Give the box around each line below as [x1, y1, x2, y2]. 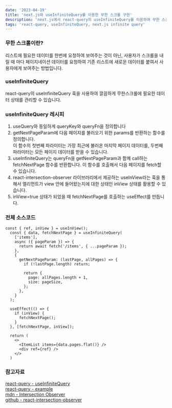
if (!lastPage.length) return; [24, 262, 91, 267]
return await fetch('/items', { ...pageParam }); [18, 244, 127, 249]
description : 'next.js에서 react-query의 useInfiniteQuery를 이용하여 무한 [5, 17, 160, 22]
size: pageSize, [28, 280, 63, 285]
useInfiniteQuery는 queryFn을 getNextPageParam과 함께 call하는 [12, 155, 148, 162]
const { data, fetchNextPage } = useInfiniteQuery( [10, 231, 123, 236]
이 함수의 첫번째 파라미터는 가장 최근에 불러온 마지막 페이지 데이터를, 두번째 [12, 143, 163, 149]
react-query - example [5, 386, 53, 392]
